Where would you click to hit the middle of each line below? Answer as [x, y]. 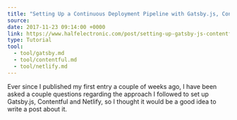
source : [19, 20]
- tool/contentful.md [45, 60]
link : [15, 34]
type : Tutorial [30, 40]
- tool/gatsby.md [39, 54]
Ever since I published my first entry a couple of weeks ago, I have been [112, 86]
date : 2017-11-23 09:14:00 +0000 [56, 27]
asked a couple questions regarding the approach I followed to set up [108, 94]
